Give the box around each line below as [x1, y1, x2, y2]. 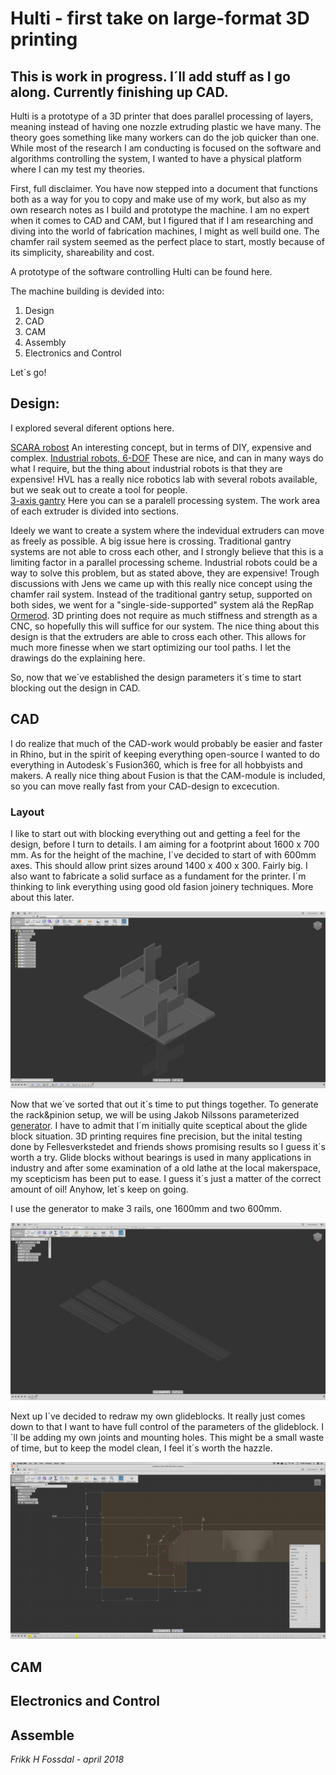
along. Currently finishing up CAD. [10, 83, 229, 101]
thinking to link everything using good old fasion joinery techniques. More [10, 880, 314, 892]
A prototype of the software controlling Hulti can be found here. [10, 266, 273, 277]
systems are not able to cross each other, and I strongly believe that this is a [10, 545, 324, 557]
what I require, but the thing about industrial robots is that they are [10, 462, 283, 474]
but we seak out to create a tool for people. [10, 483, 188, 496]
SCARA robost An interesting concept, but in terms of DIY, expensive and [10, 441, 312, 453]
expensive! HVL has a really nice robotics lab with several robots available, [10, 473, 318, 485]
